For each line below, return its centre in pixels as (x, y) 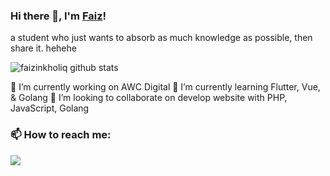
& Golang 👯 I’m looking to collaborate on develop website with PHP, (149, 98)
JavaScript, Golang (50, 108)
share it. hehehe (43, 48)
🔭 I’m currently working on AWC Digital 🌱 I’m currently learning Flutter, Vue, (165, 87)
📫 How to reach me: (61, 135)
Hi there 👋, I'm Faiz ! (58, 16)
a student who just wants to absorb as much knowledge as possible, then (161, 38)
